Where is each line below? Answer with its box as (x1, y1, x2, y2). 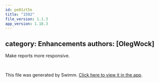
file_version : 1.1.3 (5, 16, 49, 21)
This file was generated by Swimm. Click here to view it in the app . (5, 72, 143, 78)
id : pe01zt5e (5, 7, 33, 12)
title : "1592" (5, 12, 35, 17)
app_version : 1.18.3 (5, 21, 49, 26)
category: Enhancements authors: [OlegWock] (5, 39, 154, 48)
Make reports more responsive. (5, 53, 70, 59)
